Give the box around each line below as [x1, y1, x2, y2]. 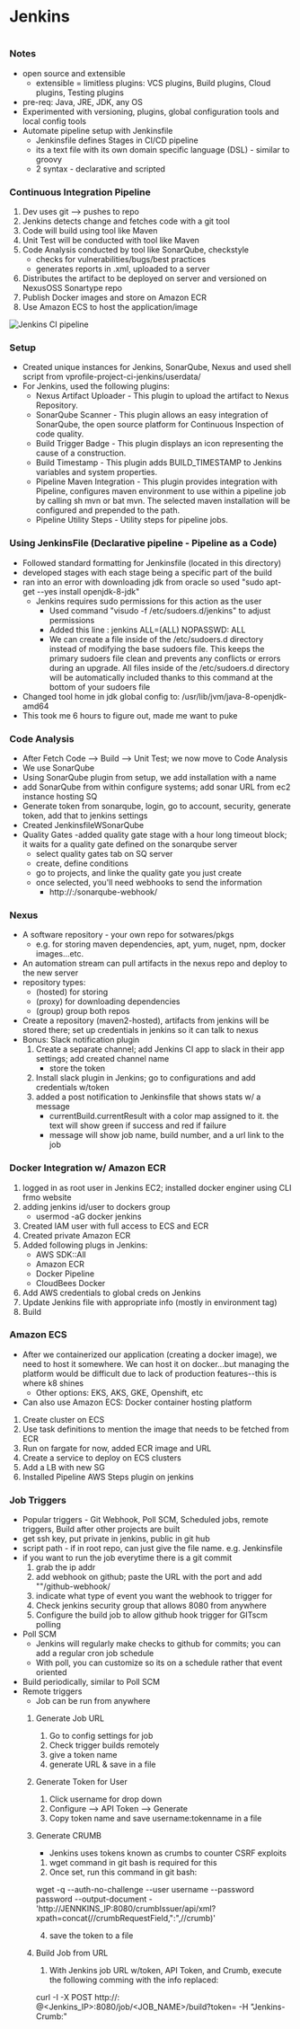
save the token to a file [49, 1930, 134, 1941]
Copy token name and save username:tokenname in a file [49, 1813, 262, 1824]
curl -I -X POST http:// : [35, 1992, 119, 2003]
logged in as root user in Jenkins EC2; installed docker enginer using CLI [22, 1182, 292, 1193]
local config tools [22, 115, 87, 127]
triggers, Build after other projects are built [22, 1524, 181, 1535]
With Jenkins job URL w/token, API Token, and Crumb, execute [49, 1965, 283, 1976]
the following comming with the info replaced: [49, 1974, 219, 1986]
